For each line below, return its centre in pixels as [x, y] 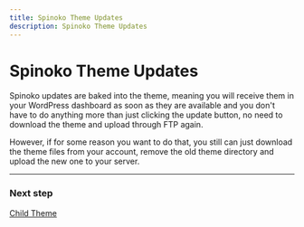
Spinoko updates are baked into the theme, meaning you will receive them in [152, 96]
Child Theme [33, 213]
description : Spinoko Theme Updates [78, 26]
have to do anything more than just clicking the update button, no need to [146, 115]
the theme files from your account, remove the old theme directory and [142, 152]
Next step [31, 194]
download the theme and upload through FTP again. [106, 125]
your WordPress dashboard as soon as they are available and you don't [142, 106]
